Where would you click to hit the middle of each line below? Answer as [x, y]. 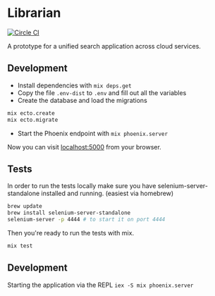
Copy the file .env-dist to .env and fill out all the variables [102, 92]
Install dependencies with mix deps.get [74, 85]
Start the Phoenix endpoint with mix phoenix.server [92, 133]
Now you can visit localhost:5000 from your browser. [85, 147]
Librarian [34, 13]
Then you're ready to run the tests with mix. [71, 233]
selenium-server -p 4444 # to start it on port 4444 [86, 220]
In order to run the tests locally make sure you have [82, 186]
